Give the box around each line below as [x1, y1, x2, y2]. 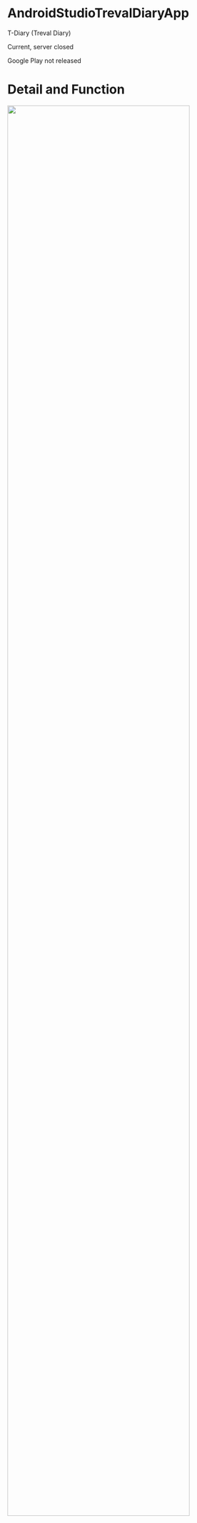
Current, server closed [7, 42, 74, 51]
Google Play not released [7, 56, 82, 65]
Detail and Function [7, 81, 125, 98]
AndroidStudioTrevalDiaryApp [7, 5, 189, 21]
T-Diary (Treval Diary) [7, 29, 71, 37]
